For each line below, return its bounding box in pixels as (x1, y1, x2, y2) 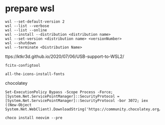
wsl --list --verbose (5, 23, 50, 28)
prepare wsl (5, 3, 55, 14)
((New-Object (5, 102, 32, 107)
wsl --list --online (5, 27, 48, 32)
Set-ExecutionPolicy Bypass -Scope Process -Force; (5, 89, 113, 95)
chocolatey (5, 80, 28, 86)
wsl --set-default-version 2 (5, 19, 65, 24)
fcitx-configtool (5, 63, 41, 68)
